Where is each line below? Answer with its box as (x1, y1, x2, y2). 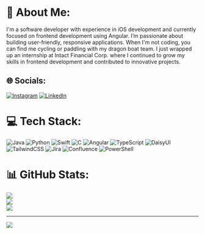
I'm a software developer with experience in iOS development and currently (6, 26, 196, 33)
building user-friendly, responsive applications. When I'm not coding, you (6, 38, 191, 46)
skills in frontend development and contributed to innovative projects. (6, 58, 181, 65)
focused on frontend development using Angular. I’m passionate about (6, 32, 184, 39)
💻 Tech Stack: (6, 114, 82, 128)
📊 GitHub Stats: (6, 168, 90, 182)
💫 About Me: (6, 5, 71, 19)
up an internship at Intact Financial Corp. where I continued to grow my (6, 51, 185, 58)
